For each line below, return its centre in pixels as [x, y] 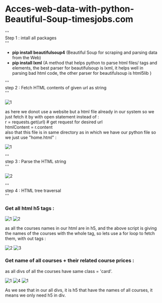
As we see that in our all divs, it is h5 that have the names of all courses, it [79, 290]
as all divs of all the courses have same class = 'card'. [59, 271]
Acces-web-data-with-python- [70, 9]
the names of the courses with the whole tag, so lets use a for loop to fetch [80, 234]
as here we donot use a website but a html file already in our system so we [80, 111]
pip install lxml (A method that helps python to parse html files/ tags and [85, 63]
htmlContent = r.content [29, 127]
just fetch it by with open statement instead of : [52, 117]
